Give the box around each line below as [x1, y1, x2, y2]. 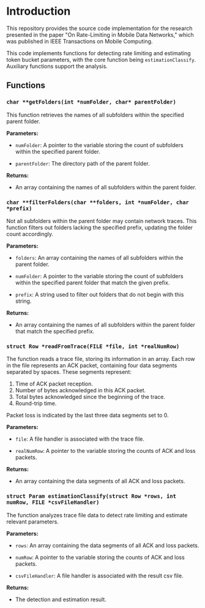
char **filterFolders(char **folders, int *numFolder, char [6, 199, 190, 206]
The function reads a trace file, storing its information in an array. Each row [6, 355, 195, 363]
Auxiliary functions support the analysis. [6, 63, 108, 70]
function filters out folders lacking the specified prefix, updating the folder [6, 224, 193, 231]
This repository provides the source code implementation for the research [6, 25, 193, 32]
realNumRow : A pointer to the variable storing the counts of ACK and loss [15, 447, 196, 455]
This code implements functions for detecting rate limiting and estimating [6, 49, 191, 56]
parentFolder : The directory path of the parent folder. [15, 159, 150, 167]
